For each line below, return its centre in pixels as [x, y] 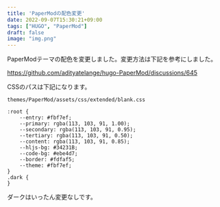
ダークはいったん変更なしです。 [52, 197]
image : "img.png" [32, 39]
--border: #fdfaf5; [47, 160]
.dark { [18, 178]
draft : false [26, 32]
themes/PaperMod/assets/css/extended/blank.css [76, 100]
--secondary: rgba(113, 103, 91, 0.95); [78, 130]
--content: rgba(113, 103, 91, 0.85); [75, 142]
